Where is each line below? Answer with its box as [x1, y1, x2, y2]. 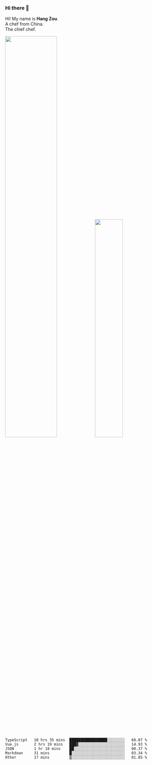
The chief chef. [5, 26, 36, 32]
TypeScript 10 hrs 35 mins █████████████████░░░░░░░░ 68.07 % [5, 737, 148, 743]
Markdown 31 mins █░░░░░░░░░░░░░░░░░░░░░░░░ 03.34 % [5, 751, 148, 756]
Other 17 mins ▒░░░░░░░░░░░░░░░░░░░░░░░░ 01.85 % [5, 755, 148, 760]
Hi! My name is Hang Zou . [5, 16, 58, 22]
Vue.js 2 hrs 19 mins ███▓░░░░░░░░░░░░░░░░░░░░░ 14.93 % [5, 742, 148, 747]
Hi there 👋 [5, 4, 30, 11]
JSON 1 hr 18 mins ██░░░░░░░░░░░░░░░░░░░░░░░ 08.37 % [5, 746, 148, 751]
